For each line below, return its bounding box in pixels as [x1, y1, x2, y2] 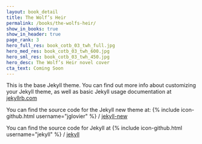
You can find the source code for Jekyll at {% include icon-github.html [6, 125, 183, 132]
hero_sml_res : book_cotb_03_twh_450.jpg [6, 54, 110, 60]
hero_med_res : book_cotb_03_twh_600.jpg [6, 48, 110, 54]
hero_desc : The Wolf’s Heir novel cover [6, 59, 110, 65]
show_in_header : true [6, 31, 61, 38]
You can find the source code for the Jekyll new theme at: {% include [6, 106, 180, 114]
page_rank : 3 [6, 37, 39, 43]
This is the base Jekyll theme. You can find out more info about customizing [6, 82, 196, 89]
